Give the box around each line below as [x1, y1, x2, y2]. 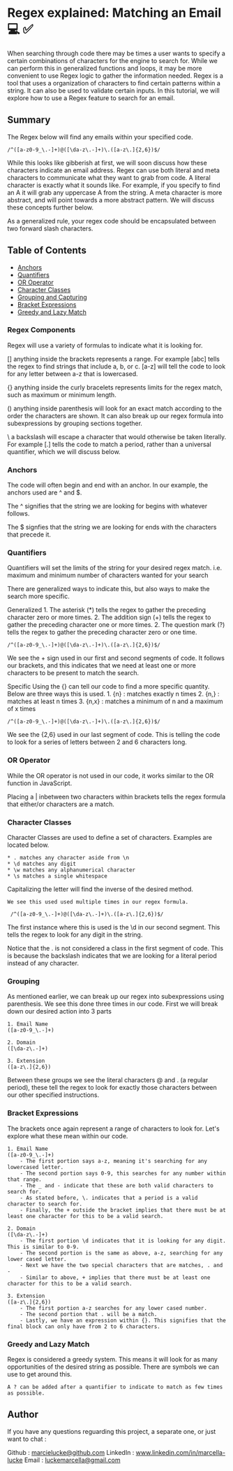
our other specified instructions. [7, 1091, 100, 1099]
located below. [7, 841, 50, 849]
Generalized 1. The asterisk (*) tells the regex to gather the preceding [7, 606, 206, 614]
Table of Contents [7, 244, 87, 256]
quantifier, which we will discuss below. [7, 447, 121, 456]
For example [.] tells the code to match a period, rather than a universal [7, 440, 211, 448]
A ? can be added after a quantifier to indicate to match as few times [7, 1383, 223, 1390]
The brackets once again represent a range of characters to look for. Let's [7, 1124, 220, 1133]
